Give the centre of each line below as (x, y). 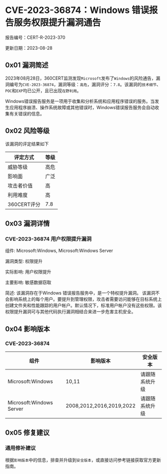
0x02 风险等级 (27, 131)
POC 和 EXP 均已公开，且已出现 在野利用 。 (43, 91)
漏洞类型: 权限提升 (24, 261)
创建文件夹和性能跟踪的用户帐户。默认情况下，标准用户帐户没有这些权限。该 (83, 305)
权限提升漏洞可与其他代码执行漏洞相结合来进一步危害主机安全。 (70, 312)
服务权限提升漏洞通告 (58, 23)
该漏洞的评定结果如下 (27, 144)
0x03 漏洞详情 (28, 223)
